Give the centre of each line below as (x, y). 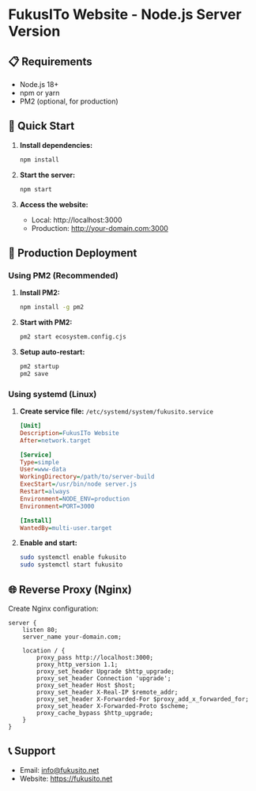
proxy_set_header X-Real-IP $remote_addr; (107, 692)
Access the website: (54, 204)
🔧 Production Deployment (73, 253)
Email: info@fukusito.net (59, 770)
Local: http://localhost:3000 (77, 220)
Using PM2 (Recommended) (63, 275)
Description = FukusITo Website (70, 433)
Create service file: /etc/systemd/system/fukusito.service (116, 411)
